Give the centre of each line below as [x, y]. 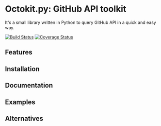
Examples [20, 102]
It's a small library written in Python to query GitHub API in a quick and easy [80, 22]
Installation [22, 69]
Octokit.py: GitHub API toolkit [66, 9]
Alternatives [24, 118]
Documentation [29, 85]
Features [19, 52]
